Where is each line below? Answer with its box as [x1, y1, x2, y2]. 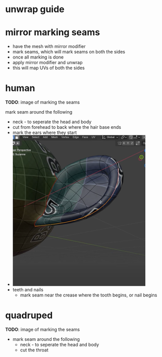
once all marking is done [12, 54, 64, 60]
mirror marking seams [5, 27, 100, 38]
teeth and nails [12, 287, 44, 293]
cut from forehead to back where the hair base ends [12, 124, 121, 130]
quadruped [5, 310, 53, 321]
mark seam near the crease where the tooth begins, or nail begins [20, 292, 157, 298]
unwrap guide [5, 4, 65, 15]
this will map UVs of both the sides [12, 65, 85, 71]
